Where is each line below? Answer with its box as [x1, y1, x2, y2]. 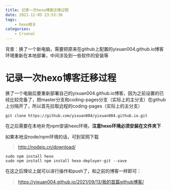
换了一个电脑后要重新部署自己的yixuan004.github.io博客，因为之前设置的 [5, 90, 160, 96]
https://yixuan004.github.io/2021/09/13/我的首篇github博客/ [17, 179, 144, 185]
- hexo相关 [14, 22, 36, 27]
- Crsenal [14, 31, 36, 36]
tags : [5, 17, 17, 22]
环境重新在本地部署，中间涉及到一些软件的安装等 [5, 52, 109, 58]
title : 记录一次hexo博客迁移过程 [5, 7, 69, 13]
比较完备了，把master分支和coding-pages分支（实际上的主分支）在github [9, 96, 166, 102]
